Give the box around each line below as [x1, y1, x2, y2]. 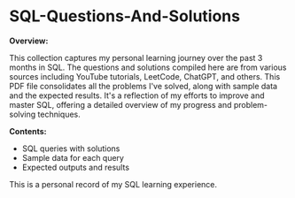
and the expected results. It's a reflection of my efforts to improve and [9, 90, 265, 101]
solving [9, 109, 36, 119]
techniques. [37, 109, 82, 119]
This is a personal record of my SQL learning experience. [9, 179, 218, 189]
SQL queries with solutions [21, 143, 120, 154]
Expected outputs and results [21, 162, 130, 172]
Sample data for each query [21, 152, 124, 163]
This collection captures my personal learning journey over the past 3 [9, 52, 263, 63]
